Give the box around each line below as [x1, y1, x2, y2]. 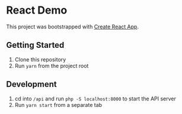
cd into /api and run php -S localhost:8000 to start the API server [14, 95, 177, 102]
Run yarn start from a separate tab [14, 101, 103, 108]
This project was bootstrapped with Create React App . [6, 23, 139, 30]
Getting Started [6, 40, 65, 50]
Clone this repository [14, 56, 66, 63]
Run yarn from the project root [14, 62, 89, 69]
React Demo [6, 4, 68, 17]
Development [6, 79, 58, 89]
